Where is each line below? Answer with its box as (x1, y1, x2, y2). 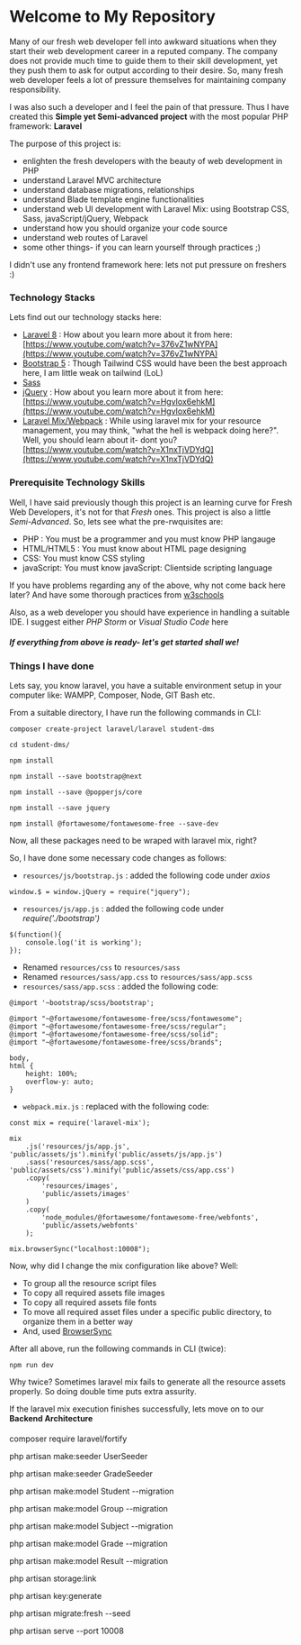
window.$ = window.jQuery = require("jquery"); (9, 887, 191, 896)
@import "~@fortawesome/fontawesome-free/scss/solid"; (9, 1029, 219, 1038)
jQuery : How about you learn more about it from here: (22, 387, 224, 398)
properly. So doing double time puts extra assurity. (9, 1385, 197, 1396)
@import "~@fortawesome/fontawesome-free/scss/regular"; (9, 1021, 227, 1031)
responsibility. (9, 84, 61, 95)
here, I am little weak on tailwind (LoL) (22, 368, 164, 379)
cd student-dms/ (9, 740, 70, 749)
